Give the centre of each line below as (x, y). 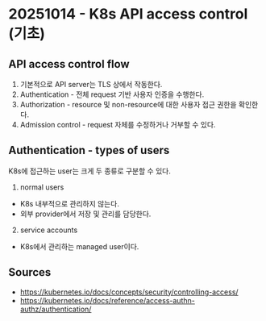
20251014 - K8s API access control (128, 14)
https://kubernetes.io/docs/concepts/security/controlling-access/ (129, 292)
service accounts (49, 230)
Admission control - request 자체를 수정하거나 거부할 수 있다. (118, 125)
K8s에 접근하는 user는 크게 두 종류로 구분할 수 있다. (89, 171)
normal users (42, 187)
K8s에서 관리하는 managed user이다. (79, 246)
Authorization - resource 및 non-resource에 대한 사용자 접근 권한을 (128, 104)
